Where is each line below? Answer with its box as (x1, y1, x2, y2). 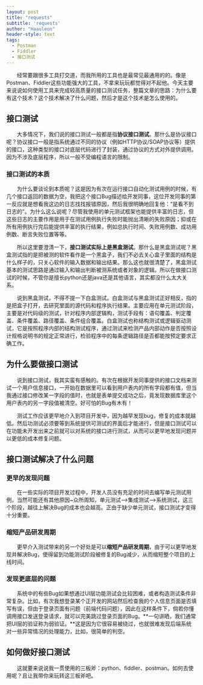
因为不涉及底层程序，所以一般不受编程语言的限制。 (6, 153, 134, 161)
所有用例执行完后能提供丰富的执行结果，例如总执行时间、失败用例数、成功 (6, 222, 192, 230)
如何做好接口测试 (6, 647, 70, 658)
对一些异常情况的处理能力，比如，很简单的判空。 (6, 627, 128, 635)
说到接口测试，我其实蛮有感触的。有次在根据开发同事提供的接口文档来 (17, 376, 192, 384)
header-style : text (6, 32, 56, 38)
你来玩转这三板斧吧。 (43, 672, 97, 679)
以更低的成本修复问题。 (6, 435, 65, 442)
